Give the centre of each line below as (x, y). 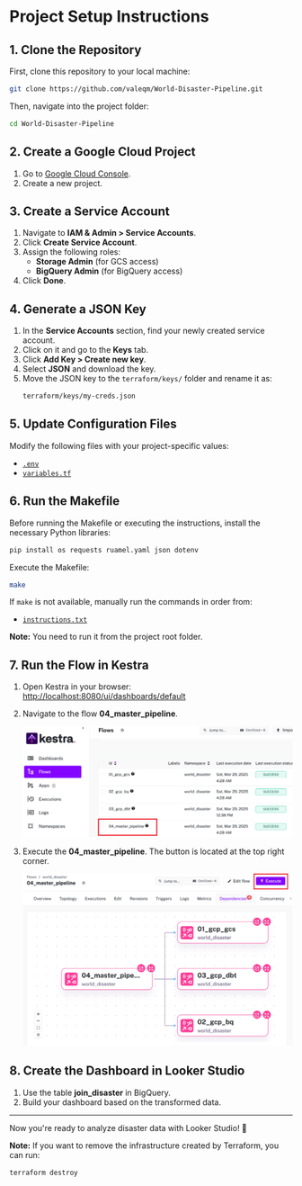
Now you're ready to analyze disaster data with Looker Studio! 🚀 (128, 1128)
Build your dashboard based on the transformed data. (122, 1102)
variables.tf (47, 473)
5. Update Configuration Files (93, 424)
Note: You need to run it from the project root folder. (106, 637)
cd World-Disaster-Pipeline (62, 123)
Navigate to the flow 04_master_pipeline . (100, 714)
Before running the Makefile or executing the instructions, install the (135, 523)
